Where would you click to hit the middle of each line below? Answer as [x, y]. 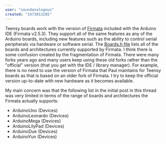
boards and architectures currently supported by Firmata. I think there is [79, 49]
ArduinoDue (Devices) [35, 131]
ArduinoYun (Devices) [34, 137]
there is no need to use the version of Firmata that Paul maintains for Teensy [83, 70]
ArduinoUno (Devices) [35, 110]
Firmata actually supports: [32, 101]
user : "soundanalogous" [30, 10]
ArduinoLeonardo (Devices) [40, 115]
